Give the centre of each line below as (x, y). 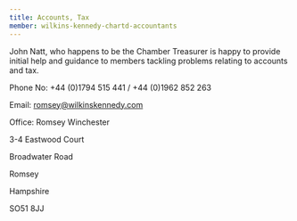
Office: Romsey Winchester (59, 122)
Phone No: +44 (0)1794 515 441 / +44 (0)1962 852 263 (111, 87)
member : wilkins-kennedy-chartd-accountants (93, 26)
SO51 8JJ (27, 208)
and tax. (24, 70)
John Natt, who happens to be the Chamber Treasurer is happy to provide (145, 51)
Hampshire (29, 191)
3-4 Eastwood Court (47, 139)
